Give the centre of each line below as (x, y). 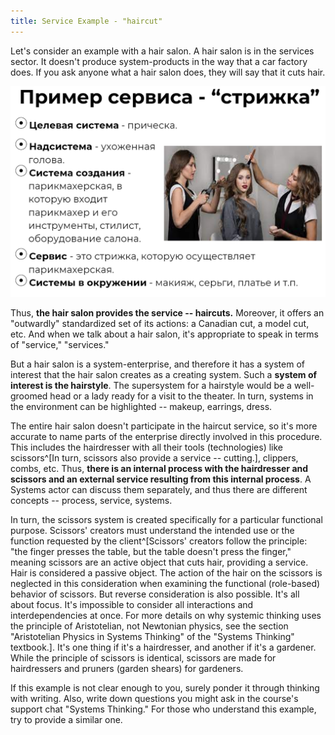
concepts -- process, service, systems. (91, 501)
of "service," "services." (60, 345)
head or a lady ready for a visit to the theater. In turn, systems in (181, 396)
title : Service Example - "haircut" (86, 21)
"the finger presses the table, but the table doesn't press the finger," (151, 552)
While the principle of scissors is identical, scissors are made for (143, 658)
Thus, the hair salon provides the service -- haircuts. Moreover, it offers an (167, 313)
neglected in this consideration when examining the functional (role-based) (165, 584)
